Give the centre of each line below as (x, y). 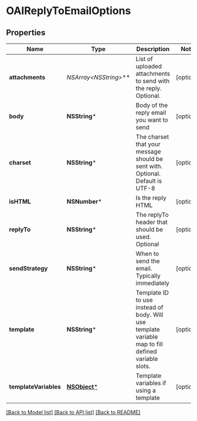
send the (148, 261)
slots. (143, 366)
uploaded (149, 66)
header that (152, 222)
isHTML (20, 201)
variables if (151, 383)
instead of (150, 307)
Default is (149, 181)
